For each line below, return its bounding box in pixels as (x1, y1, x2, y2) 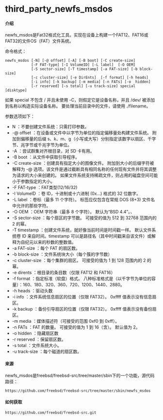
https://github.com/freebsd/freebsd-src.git (5, 410, 97, 415)
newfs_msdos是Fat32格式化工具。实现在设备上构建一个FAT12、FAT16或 (5, 32, 148, 38)
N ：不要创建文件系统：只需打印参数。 (12, 124, 89, 130)
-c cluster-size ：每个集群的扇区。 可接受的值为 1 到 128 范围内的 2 (12, 258, 147, 263)
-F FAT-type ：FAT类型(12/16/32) (12, 185, 78, 191)
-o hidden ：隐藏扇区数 (12, 331, 59, 336)
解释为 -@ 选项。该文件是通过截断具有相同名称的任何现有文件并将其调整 (12, 166, 157, 172)
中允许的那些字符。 (12, 203, 51, 209)
